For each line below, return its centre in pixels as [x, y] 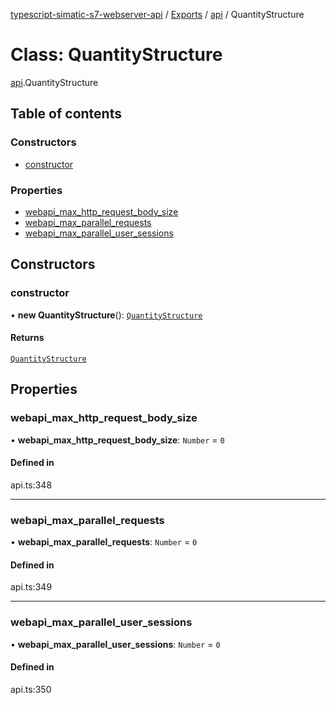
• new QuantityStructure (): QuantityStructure [106, 315]
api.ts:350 [31, 689]
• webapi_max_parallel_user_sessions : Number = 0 [115, 644]
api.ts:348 [31, 485]
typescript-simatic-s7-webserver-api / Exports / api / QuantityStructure [157, 14]
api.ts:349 [31, 587]
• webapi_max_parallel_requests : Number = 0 [104, 542]
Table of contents [66, 114]
